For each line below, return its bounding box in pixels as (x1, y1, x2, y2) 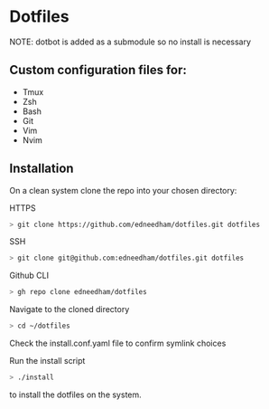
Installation (9, 161, 74, 176)
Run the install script (9, 356, 86, 366)
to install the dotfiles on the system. (9, 389, 142, 400)
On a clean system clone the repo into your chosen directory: (9, 185, 237, 195)
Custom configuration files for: (9, 62, 188, 78)
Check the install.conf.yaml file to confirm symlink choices (9, 338, 227, 349)
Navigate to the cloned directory (9, 304, 130, 315)
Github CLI (9, 270, 50, 281)
